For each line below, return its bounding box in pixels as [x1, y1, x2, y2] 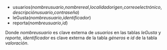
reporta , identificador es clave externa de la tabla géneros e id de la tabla [5, 35, 157, 41]
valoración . [5, 40, 29, 46]
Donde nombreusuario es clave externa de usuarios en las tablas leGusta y [5, 30, 161, 35]
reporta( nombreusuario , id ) [12, 20, 68, 26]
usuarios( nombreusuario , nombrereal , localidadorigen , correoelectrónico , [12, 4, 162, 10]
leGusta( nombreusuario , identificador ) [12, 15, 92, 20]
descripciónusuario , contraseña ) [12, 9, 79, 15]
